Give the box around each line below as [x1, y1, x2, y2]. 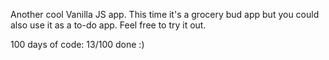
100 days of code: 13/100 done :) [10, 39, 145, 50]
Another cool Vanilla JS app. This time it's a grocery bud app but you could [10, 9, 320, 20]
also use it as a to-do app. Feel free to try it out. [10, 19, 207, 31]
